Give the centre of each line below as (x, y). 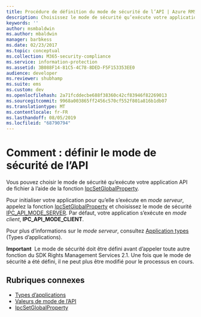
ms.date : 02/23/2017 (32, 46)
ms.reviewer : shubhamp (34, 79)
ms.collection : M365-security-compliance (59, 56)
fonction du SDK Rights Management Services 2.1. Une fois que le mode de (99, 255)
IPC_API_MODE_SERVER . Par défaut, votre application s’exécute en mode (96, 213)
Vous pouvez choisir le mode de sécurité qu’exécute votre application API (97, 182)
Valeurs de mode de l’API (45, 301)
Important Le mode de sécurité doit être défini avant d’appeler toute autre (98, 249)
